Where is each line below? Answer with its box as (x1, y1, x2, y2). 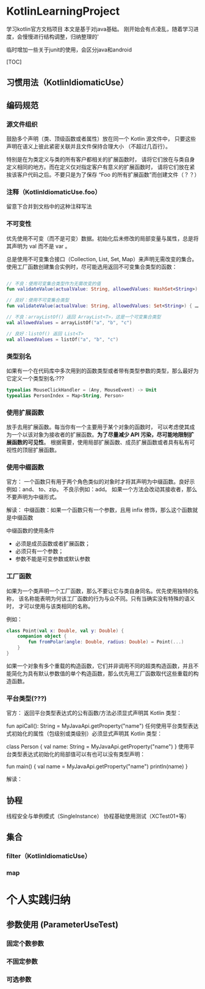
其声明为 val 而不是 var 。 (6, 242, 71, 250)
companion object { (17, 633, 67, 640)
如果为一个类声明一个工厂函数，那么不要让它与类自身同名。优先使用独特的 (6, 587, 193, 595)
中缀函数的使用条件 (6, 527, 55, 535)
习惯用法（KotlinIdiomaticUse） (6, 78, 129, 88)
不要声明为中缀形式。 (6, 494, 60, 501)
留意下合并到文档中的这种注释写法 (6, 203, 92, 210)
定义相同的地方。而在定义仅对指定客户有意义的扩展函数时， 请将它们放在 (6, 163, 190, 171)
